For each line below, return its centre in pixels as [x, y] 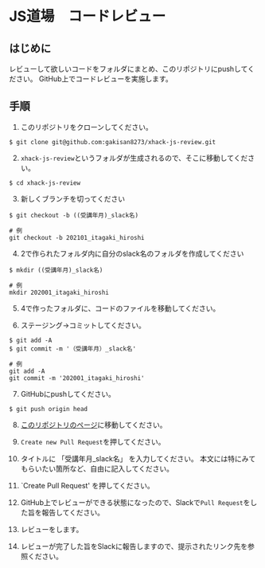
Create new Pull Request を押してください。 [93, 441]
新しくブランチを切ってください [73, 198]
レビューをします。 [52, 529]
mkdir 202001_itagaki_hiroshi [59, 292]
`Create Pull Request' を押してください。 [87, 485]
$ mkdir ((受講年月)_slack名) [56, 270]
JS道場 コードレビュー [88, 16]
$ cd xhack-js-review [45, 183]
